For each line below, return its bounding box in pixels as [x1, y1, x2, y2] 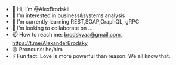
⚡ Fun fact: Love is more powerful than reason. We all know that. [11, 53, 171, 59]
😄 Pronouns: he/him [11, 46, 63, 53]
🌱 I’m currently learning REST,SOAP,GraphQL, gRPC [11, 18, 140, 25]
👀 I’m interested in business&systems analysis [11, 12, 125, 19]
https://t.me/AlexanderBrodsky [11, 40, 88, 47]
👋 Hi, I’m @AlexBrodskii [11, 6, 70, 12]
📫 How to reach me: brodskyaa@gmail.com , [11, 31, 122, 38]
